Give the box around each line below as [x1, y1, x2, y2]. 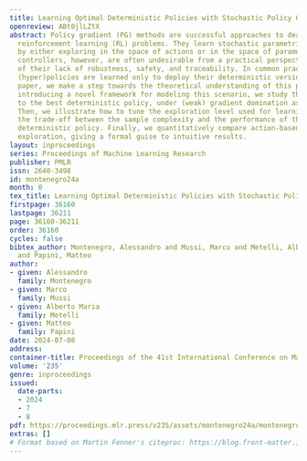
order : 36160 [9, 225, 59, 235]
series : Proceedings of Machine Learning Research [9, 149, 206, 158]
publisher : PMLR [9, 157, 71, 167]
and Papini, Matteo [17, 251, 92, 260]
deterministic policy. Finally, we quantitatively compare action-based [17, 124, 301, 133]
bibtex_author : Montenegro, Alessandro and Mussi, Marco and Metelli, [9, 243, 284, 252]
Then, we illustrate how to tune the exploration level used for [17, 107, 272, 116]
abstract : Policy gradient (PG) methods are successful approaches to [9, 30, 284, 39]
